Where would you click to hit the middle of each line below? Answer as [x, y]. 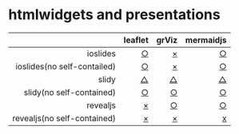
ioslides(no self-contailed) [66, 66]
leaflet [136, 40]
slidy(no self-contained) [70, 92]
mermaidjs [206, 40]
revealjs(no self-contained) [64, 118]
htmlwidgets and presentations [115, 15]
